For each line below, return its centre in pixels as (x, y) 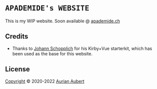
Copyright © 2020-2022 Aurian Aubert (45, 81)
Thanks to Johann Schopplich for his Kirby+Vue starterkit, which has (82, 48)
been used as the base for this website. (52, 53)
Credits (17, 36)
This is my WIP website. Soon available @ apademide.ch (62, 21)
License (18, 69)
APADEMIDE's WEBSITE (47, 8)
